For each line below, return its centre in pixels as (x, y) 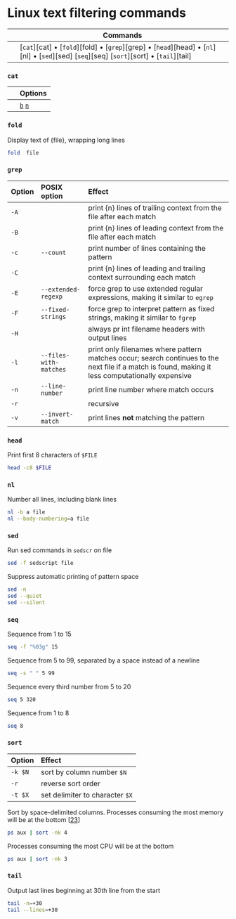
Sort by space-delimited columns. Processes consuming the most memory (115, 812)
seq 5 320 (22, 699)
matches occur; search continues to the (153, 358)
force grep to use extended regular (145, 288)
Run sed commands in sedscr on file (60, 550)
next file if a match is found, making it (149, 367)
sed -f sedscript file (40, 563)
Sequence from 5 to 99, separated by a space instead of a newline (104, 660)
